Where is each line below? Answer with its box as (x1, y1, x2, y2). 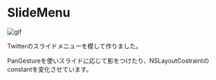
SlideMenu (7, 5, 71, 21)
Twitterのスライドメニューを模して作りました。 (7, 41, 143, 50)
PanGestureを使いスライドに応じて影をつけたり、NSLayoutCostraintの (7, 57, 210, 65)
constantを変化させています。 (7, 65, 93, 73)
